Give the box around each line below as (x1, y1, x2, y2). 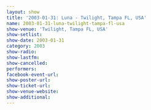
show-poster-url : (6, 77, 51, 83)
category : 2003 (6, 43, 45, 50)
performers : (6, 65, 37, 72)
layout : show (6, 9, 40, 15)
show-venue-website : (6, 89, 60, 95)
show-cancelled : (6, 60, 48, 66)
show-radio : (6, 49, 37, 55)
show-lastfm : (6, 54, 40, 61)
